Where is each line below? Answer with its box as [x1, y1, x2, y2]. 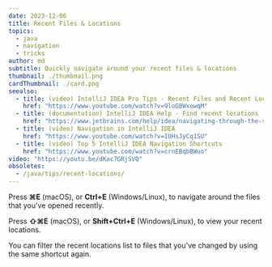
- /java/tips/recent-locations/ [15, 170, 125, 178]
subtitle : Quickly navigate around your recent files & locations [8, 65, 237, 73]
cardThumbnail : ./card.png [8, 79, 100, 87]
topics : [8, 27, 35, 35]
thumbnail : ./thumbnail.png [8, 72, 104, 80]
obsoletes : [8, 163, 45, 171]
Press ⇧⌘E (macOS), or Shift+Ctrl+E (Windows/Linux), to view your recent [8, 216, 262, 226]
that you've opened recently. [8, 201, 104, 210]
